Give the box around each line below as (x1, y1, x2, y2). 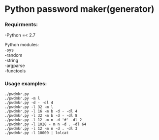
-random (4, 52, 23, 58)
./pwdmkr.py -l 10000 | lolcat (4, 130, 69, 135)
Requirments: (4, 21, 38, 28)
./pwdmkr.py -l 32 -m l (4, 105, 54, 109)
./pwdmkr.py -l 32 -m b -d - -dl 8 (4, 113, 78, 118)
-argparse (4, 63, 25, 69)
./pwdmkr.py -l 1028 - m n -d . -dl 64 (4, 122, 87, 127)
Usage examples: (4, 80, 47, 87)
